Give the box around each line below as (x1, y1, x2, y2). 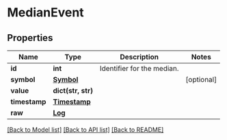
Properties (7, 32, 53, 44)
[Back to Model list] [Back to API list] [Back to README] (7, 126, 164, 134)
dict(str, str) (53, 86, 94, 95)
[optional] (185, 75, 217, 84)
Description (119, 53, 159, 61)
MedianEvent (7, 5, 84, 20)
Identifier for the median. (99, 64, 179, 73)
